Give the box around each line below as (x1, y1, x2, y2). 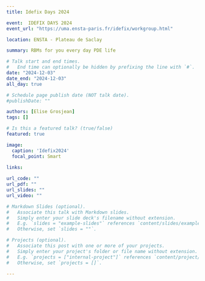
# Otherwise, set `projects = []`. (6, 260, 103, 266)
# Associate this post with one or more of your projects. (6, 243, 165, 249)
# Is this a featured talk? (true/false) (6, 125, 113, 131)
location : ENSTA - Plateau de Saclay (6, 36, 103, 43)
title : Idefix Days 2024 (6, 9, 70, 15)
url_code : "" (6, 176, 40, 182)
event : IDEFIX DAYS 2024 (6, 19, 72, 26)
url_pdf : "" (6, 181, 37, 187)
